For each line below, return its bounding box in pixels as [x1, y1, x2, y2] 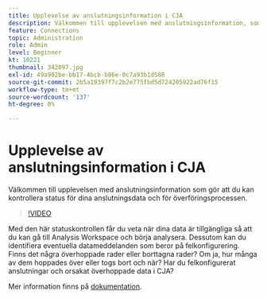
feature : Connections [8, 26, 80, 34]
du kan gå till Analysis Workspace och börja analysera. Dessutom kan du [8, 232, 246, 243]
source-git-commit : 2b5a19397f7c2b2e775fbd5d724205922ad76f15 [8, 78, 219, 86]
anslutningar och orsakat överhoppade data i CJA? [8, 266, 174, 276]
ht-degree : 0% [8, 100, 56, 108]
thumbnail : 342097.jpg [8, 64, 83, 72]
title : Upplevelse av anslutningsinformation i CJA [8, 11, 183, 20]
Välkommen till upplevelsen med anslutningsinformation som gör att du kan [8, 184, 254, 195]
